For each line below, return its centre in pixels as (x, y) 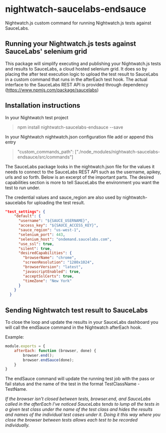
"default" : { (28, 216)
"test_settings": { (25, 212)
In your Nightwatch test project (37, 117)
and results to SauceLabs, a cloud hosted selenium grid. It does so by (76, 69)
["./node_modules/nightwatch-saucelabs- (117, 151)
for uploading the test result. (56, 203)
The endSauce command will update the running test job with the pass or (80, 379)
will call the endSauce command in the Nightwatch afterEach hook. (74, 327)
